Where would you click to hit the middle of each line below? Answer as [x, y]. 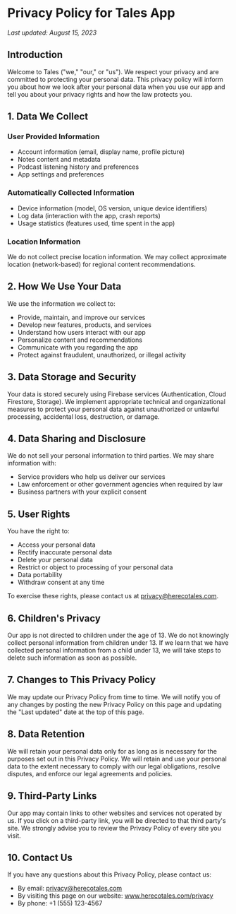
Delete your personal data [55, 560]
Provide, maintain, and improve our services [81, 317]
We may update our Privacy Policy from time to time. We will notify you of [114, 696]
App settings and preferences [61, 174]
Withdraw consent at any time [61, 582]
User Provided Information [54, 137]
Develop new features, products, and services [84, 325]
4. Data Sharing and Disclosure [77, 439]
